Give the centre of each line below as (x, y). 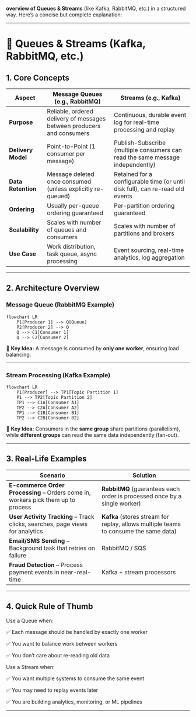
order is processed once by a (142, 496)
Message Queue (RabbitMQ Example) (60, 305)
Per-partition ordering (144, 206)
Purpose (21, 122)
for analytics (26, 531)
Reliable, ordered (70, 111)
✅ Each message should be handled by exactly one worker (77, 632)
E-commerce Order (37, 485)
